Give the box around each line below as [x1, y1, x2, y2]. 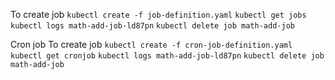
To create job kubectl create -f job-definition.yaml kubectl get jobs [10, 9, 307, 20]
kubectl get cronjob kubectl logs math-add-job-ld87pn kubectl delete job [10, 51, 325, 61]
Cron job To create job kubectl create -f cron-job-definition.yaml [10, 39, 293, 50]
